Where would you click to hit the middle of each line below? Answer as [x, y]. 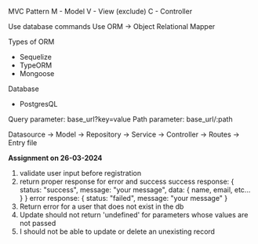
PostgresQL [38, 104]
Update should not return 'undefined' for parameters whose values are [134, 215]
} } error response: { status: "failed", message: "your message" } [124, 198]
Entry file [23, 143]
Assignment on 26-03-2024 [55, 158]
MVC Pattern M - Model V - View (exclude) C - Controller [100, 11]
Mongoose [37, 73]
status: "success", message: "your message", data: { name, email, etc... [135, 190]
